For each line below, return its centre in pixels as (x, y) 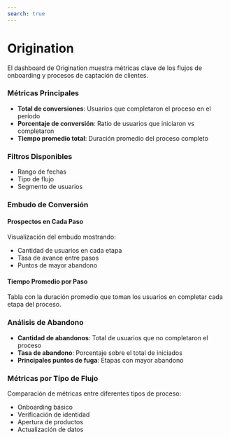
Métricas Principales (43, 93)
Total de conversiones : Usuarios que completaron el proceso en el (114, 109)
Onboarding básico (45, 407)
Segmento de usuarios (50, 187)
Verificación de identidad (53, 414)
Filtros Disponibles (40, 156)
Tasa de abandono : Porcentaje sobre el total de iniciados (100, 353)
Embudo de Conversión (48, 205)
